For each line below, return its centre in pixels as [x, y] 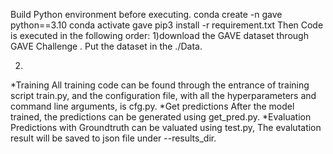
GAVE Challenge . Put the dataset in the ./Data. [106, 46]
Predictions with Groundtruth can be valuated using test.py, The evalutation [166, 127]
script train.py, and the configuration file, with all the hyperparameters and [163, 95]
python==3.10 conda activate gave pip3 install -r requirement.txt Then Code [167, 25]
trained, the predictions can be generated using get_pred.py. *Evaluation [161, 117]
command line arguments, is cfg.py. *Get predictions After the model [152, 106]
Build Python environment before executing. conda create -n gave [146, 14]
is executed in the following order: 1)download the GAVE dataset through [159, 35]
